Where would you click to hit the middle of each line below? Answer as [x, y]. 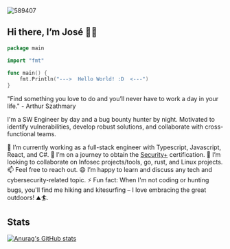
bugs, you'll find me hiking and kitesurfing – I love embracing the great [107, 190]
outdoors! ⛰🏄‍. [28, 198]
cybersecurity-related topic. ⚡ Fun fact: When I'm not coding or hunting [108, 180]
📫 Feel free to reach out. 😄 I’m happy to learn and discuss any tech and [110, 170]
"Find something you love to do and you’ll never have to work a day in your [113, 99]
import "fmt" [26, 61]
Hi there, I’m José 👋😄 [52, 32]
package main [26, 48]
